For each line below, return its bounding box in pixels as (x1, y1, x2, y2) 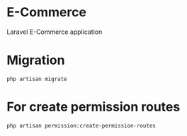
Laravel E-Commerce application (6, 27, 103, 36)
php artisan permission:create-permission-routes (6, 122, 157, 129)
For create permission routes (6, 99, 181, 115)
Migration (6, 52, 65, 68)
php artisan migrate (6, 75, 68, 82)
